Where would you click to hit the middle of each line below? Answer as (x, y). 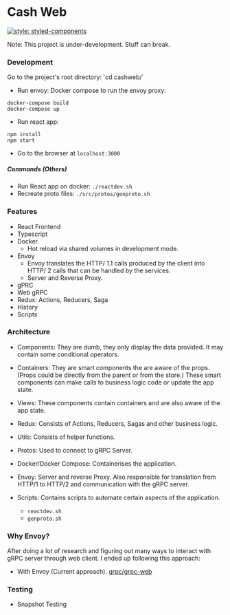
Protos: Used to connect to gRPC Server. (74, 450)
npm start (21, 141)
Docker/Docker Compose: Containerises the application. (97, 463)
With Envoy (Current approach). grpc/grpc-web (84, 572)
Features (22, 212)
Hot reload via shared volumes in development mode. (103, 248)
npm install (24, 135)
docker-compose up (33, 109)
